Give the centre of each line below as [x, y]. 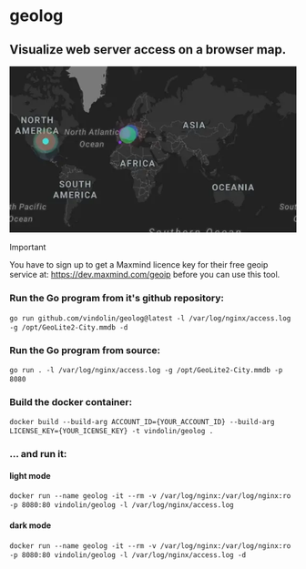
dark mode [31, 525]
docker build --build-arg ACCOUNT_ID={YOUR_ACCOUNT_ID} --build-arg [142, 422]
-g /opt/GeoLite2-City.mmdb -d [69, 327]
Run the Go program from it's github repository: [117, 299]
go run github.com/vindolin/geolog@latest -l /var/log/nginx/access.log [150, 318]
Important [28, 248]
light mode [31, 475]
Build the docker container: [71, 401]
